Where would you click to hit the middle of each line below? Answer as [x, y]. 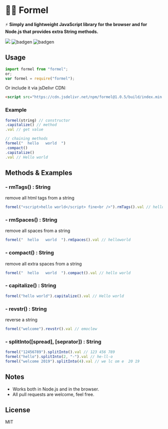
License [18, 410]
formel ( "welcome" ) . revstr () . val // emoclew [51, 329]
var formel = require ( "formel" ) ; [40, 78]
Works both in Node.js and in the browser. [55, 389]
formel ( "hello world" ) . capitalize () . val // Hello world [64, 296]
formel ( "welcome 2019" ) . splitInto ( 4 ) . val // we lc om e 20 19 [72, 361]
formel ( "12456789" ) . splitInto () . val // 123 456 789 [60, 352]
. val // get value [24, 129]
